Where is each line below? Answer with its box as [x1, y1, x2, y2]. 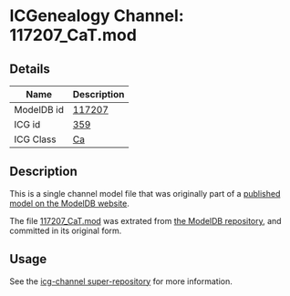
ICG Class [14, 133, 57, 146]
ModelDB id [14, 104, 65, 116]
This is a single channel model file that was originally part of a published [9, 188, 281, 199]
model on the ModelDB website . [9, 198, 130, 209]
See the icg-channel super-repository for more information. [9, 275, 233, 287]
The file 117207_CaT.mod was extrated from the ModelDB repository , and [9, 215, 282, 226]
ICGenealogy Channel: [9, 5, 184, 26]
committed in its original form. [9, 225, 122, 236]
